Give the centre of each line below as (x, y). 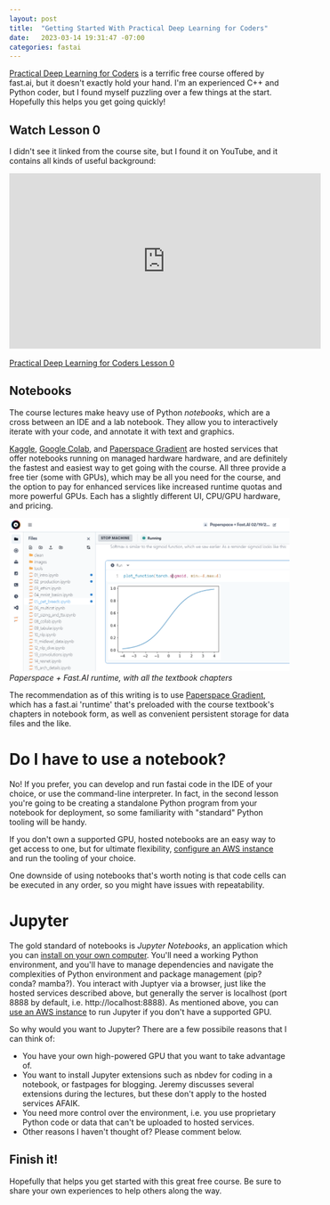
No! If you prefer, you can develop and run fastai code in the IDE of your (141, 783)
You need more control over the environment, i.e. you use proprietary (149, 1112)
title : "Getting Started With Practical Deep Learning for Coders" (139, 28)
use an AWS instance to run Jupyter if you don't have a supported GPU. (141, 1012)
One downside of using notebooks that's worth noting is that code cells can (148, 875)
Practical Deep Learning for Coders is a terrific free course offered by (137, 74)
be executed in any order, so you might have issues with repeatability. (137, 885)
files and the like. (40, 723)
